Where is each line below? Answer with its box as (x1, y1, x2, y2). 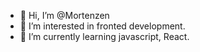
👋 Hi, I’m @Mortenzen (19, 10, 110, 21)
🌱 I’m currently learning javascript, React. (19, 31, 190, 42)
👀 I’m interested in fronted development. (19, 20, 186, 32)
